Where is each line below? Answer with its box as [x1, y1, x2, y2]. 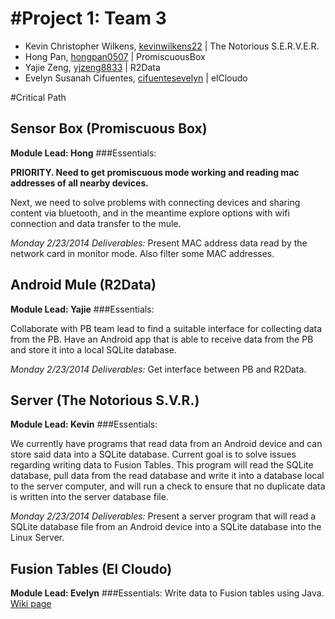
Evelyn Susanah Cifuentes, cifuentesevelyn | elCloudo [24, 72, 248, 84]
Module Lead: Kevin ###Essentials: [10, 418, 158, 431]
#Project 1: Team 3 [10, 7, 167, 30]
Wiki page [10, 598, 52, 610]
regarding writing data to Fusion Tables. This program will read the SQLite [10, 459, 314, 471]
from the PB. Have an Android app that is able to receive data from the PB [10, 333, 314, 345]
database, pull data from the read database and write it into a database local [10, 470, 325, 482]
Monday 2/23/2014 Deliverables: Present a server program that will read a [10, 510, 317, 522]
